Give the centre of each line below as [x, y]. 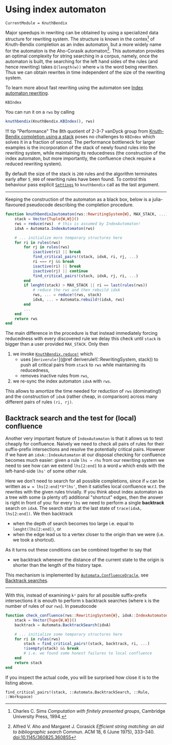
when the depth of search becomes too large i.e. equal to [73, 524]
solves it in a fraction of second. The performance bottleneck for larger [80, 142]
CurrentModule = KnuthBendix [36, 23]
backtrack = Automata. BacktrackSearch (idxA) [63, 625]
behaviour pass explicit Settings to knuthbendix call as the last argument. [82, 185]
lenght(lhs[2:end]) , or [37, 529]
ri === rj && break [53, 262]
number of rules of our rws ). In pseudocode [51, 606]
